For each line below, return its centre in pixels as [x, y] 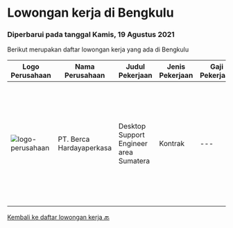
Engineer [133, 144]
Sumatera [134, 161]
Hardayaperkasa [85, 148]
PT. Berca [74, 139]
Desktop [132, 127]
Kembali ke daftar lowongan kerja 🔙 [58, 218]
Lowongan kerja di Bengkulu [91, 13]
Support [132, 135]
